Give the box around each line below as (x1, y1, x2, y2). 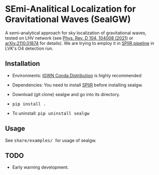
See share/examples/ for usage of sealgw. (5, 137, 97, 143)
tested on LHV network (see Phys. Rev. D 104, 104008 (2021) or (5, 35, 134, 41)
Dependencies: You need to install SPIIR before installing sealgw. (12, 82, 143, 88)
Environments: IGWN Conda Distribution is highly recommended (12, 72, 142, 78)
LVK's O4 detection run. (5, 45, 54, 51)
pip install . (12, 101, 46, 107)
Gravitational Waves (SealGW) (5, 14, 131, 25)
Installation (5, 59, 40, 68)
